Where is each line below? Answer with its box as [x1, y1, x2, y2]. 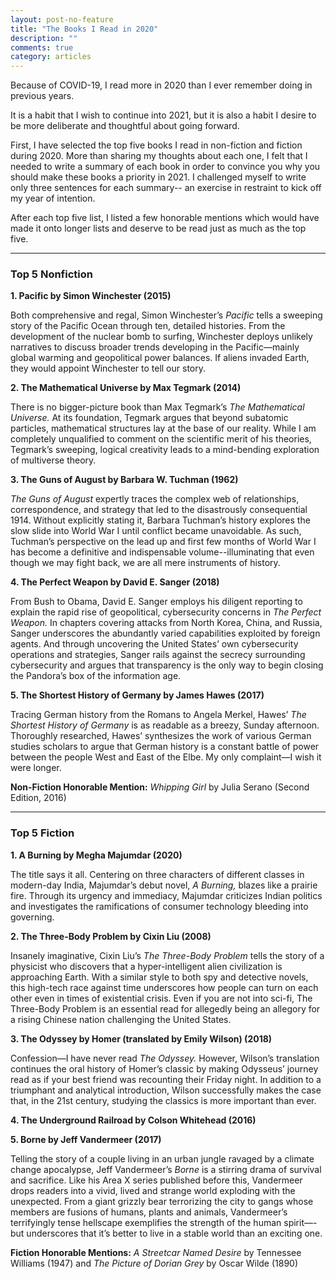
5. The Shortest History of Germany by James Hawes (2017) [10, 689, 265, 701]
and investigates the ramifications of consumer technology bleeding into [10, 900, 309, 912]
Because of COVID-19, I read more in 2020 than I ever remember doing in [10, 79, 313, 91]
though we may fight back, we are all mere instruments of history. [10, 557, 281, 569]
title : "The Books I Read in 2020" [10, 24, 159, 34]
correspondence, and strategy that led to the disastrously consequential [10, 504, 308, 516]
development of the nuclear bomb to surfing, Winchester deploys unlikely [10, 331, 313, 343]
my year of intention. [10, 192, 96, 205]
